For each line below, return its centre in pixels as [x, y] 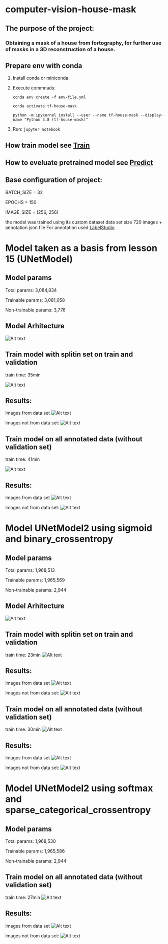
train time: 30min [23, 729]
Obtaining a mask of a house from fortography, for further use [83, 43]
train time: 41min [23, 459]
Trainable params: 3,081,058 [35, 300]
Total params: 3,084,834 [31, 290]
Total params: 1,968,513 [30, 570]
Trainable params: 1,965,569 [35, 580]
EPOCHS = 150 [21, 202]
